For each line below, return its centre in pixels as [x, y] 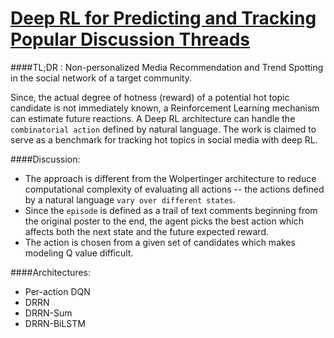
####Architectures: [50, 272]
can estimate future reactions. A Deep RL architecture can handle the [153, 118]
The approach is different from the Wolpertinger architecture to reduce [170, 178]
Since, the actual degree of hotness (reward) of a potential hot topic [150, 97]
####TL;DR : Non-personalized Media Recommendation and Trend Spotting [167, 67]
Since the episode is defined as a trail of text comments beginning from [171, 210]
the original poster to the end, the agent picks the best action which [164, 221]
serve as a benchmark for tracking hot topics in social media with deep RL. [164, 139]
